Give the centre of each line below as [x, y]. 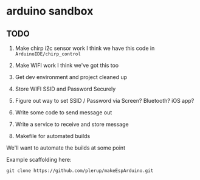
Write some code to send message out [64, 112]
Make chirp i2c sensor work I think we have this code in [85, 48]
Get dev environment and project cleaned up [71, 77]
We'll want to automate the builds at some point [66, 148]
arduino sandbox [50, 11]
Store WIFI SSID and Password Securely [65, 89]
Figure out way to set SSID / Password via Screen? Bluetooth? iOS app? [105, 101]
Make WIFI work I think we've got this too [67, 65]
